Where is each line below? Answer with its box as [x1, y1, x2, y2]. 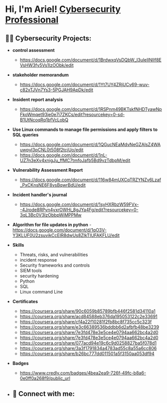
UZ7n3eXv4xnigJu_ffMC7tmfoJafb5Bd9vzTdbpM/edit [19, 157, 131, 163]
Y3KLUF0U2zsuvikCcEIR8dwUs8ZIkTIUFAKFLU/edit [12, 232, 120, 238]
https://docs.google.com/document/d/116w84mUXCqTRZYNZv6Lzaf [19, 177, 161, 183]
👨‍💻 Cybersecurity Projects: [5, 34, 92, 42]
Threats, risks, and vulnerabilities [19, 252, 88, 258]
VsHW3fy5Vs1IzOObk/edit [19, 62, 74, 68]
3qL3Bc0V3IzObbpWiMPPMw [19, 212, 82, 218]
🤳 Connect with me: [12, 390, 75, 398]
